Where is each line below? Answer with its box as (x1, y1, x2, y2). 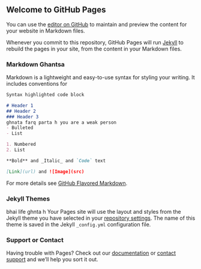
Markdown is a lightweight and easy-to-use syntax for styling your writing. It (6, 74, 195, 81)
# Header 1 (6, 102, 34, 109)
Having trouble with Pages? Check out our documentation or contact (6, 249, 176, 257)
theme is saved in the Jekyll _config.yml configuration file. (6, 221, 151, 228)
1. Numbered (6, 141, 36, 148)
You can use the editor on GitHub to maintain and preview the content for (6, 20, 187, 28)
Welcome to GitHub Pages (6, 5, 106, 15)
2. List (6, 147, 26, 153)
